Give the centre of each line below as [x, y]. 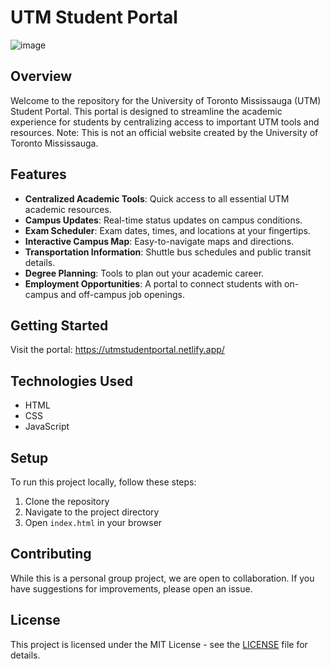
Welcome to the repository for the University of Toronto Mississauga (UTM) [166, 100]
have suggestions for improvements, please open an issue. [131, 588]
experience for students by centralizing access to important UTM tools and [165, 122]
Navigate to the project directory [92, 512]
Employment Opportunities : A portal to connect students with [153, 283]
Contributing [51, 554]
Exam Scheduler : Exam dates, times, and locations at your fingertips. [167, 230]
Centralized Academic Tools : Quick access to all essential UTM [157, 198]
